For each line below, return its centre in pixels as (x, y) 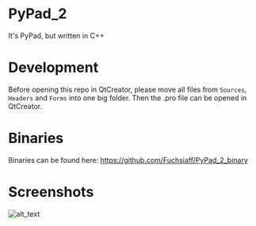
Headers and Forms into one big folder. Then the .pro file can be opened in (128, 98)
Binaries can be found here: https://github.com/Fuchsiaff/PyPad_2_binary (128, 160)
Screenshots (51, 192)
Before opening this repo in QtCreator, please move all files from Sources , (128, 89)
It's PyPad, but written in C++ (56, 36)
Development (53, 68)
